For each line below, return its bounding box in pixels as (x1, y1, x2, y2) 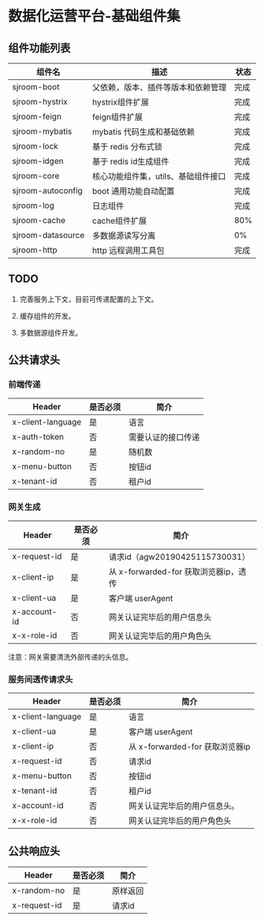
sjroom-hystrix (12, 96, 69, 107)
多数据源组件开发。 (19, 327, 83, 337)
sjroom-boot (12, 81, 60, 92)
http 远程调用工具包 (91, 245, 165, 255)
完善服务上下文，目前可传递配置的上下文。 (19, 294, 159, 304)
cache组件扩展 (91, 215, 147, 226)
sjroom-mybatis (12, 126, 73, 137)
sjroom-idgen (12, 156, 64, 166)
